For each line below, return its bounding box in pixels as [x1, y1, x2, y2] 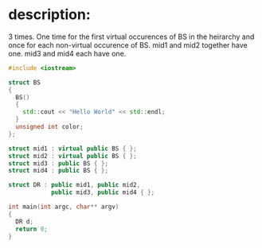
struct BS [8, 78, 41, 87]
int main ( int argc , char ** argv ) [8, 203, 119, 211]
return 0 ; [15, 225, 48, 233]
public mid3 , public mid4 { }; [50, 188, 155, 196]
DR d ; [15, 217, 34, 226]
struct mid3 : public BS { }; [8, 159, 109, 168]
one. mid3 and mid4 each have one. [8, 48, 127, 58]
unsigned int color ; [15, 123, 84, 131]
